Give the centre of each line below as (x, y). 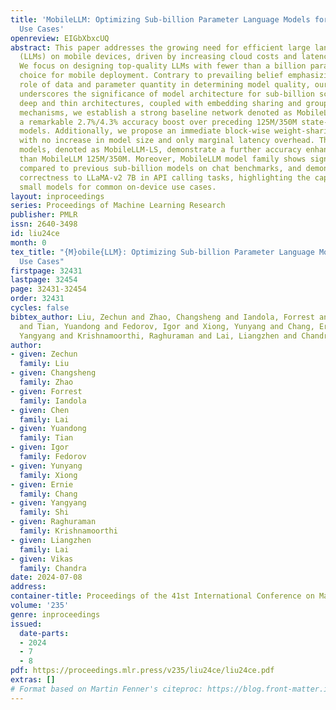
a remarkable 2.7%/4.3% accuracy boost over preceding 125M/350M (158, 122)
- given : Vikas (42, 559)
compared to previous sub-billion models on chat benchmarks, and (160, 168)
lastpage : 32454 (44, 280)
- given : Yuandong (48, 429)
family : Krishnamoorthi (68, 531)
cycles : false (40, 308)
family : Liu (44, 364)
